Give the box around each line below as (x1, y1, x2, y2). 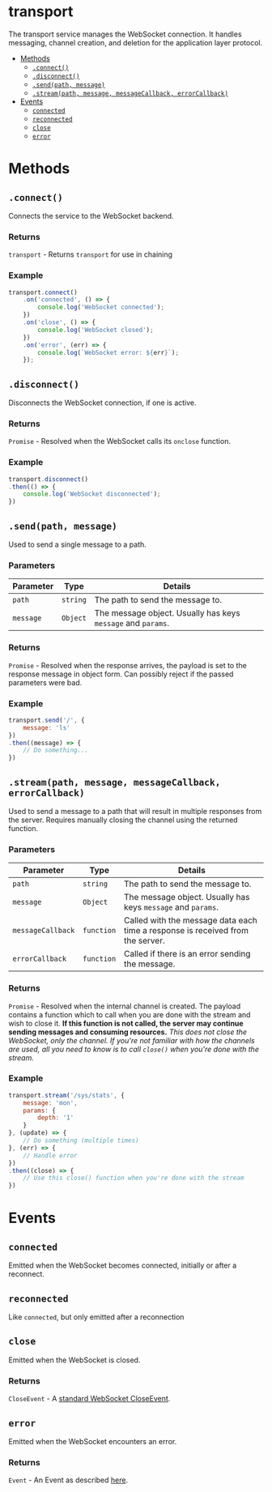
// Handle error (23, 1151, 79, 1160)
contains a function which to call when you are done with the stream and (8, 1009, 251, 1019)
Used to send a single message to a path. (8, 539, 147, 549)
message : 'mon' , (23, 1098, 79, 1107)
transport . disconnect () (8, 475, 89, 484)
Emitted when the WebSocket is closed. (8, 1355, 141, 1365)
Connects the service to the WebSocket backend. (8, 211, 174, 220)
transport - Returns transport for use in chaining (8, 249, 172, 259)
